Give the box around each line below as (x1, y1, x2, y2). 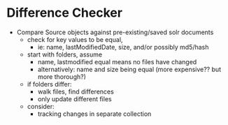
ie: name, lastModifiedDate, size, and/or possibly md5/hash (37, 43, 209, 51)
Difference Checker (6, 5, 123, 21)
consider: (27, 102, 55, 110)
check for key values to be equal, (27, 35, 123, 43)
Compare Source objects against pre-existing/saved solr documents (16, 28, 214, 36)
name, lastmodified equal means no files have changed (37, 57, 197, 66)
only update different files (37, 94, 113, 103)
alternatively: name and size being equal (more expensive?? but (37, 65, 222, 73)
